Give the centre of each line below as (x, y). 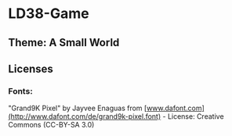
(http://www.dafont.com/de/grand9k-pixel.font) (85, 116)
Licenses (31, 68)
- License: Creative (194, 116)
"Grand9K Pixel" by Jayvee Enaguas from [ (78, 108)
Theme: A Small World (64, 43)
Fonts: (20, 91)
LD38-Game (49, 14)
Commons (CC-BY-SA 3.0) (51, 125)
